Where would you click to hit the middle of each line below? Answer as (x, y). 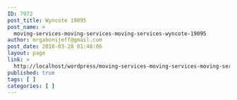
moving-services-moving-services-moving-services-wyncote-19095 (110, 33)
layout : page (26, 54)
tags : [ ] (22, 79)
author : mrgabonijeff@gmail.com (55, 40)
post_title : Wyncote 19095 (47, 20)
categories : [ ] (31, 86)
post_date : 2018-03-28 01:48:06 (55, 46)
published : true (31, 73)
